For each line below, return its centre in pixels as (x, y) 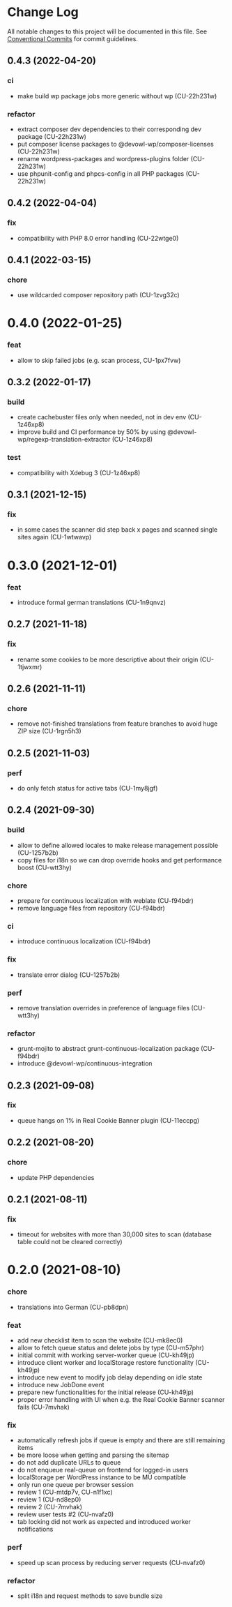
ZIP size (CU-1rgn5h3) (49, 731)
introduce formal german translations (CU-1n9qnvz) (91, 602)
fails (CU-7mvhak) (43, 1407)
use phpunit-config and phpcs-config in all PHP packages (101, 173)
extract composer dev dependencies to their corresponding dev (109, 129)
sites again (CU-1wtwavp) (54, 537)
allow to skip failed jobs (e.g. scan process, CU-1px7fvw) (99, 360)
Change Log (43, 12)
